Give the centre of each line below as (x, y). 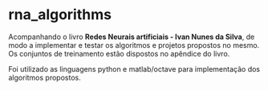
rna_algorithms (60, 15)
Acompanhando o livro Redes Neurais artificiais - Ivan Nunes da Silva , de (132, 37)
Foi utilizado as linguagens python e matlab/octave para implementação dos (134, 68)
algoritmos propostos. (45, 77)
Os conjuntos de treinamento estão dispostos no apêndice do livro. (119, 53)
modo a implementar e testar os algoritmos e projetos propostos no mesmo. (134, 45)
